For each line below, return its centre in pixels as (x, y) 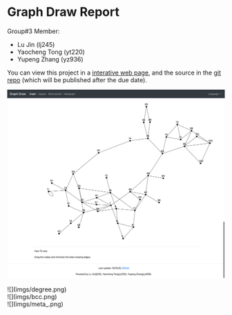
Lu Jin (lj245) (36, 44)
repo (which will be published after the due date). (77, 79)
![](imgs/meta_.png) (35, 304)
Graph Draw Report (63, 12)
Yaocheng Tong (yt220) (51, 52)
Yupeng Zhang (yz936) (50, 59)
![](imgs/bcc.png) (32, 296)
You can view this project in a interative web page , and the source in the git (114, 73)
